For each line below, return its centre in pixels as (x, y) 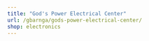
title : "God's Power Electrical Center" (67, 14)
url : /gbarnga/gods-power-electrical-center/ (74, 20)
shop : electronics (34, 26)
